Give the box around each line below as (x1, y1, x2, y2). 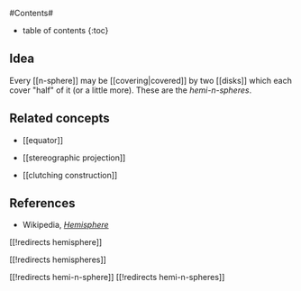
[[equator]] (22, 134, 64, 145)
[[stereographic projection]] (22, 152, 126, 163)
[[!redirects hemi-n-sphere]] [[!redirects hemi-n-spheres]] (9, 272, 225, 283)
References (9, 196, 76, 211)
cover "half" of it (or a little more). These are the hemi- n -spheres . (9, 85, 252, 95)
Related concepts (9, 111, 110, 126)
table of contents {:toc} (22, 25, 109, 35)
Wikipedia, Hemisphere (22, 220, 110, 231)
